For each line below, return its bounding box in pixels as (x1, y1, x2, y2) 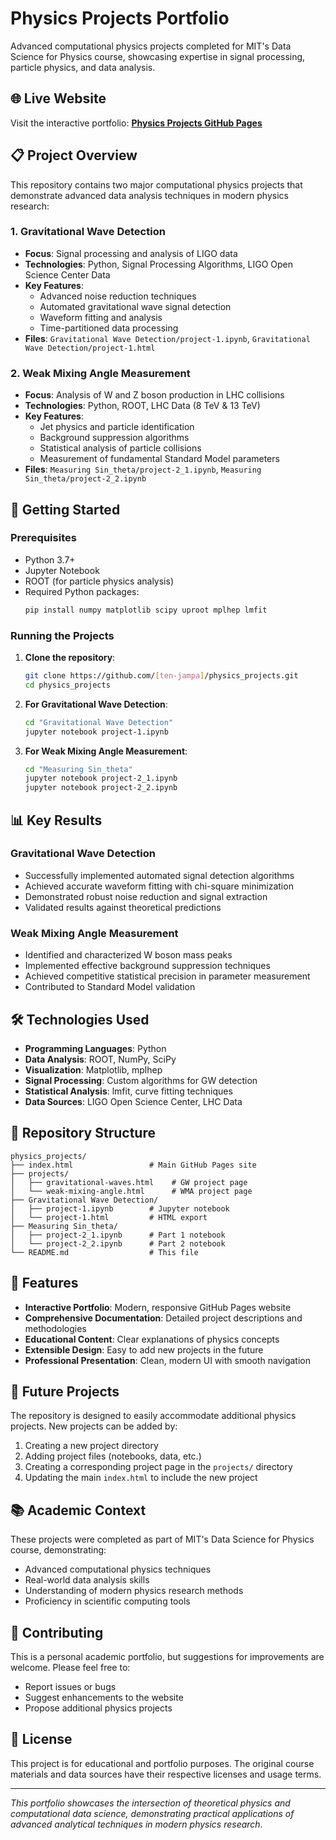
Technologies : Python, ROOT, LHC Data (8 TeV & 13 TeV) (24, 400, 261, 412)
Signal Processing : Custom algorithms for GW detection (24, 1074, 258, 1086)
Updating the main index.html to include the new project (24, 1472, 258, 1484)
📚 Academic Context (10, 1502, 147, 1519)
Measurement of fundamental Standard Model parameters (39, 453, 280, 465)
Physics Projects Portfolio (10, 7, 230, 30)
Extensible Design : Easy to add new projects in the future (24, 1343, 264, 1356)
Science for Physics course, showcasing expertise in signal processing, (10, 50, 306, 62)
